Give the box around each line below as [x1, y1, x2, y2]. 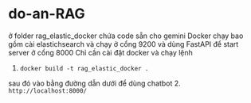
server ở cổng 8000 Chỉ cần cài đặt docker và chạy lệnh [8, 48, 194, 57]
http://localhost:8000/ [8, 86, 88, 95]
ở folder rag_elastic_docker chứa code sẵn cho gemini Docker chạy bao [8, 31, 244, 40]
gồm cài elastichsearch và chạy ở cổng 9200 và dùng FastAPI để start [8, 39, 239, 48]
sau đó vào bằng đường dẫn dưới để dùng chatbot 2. [8, 78, 181, 88]
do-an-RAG [8, 5, 85, 23]
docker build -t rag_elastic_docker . [19, 64, 149, 72]
